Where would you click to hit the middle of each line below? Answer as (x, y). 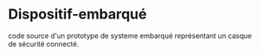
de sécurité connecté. (44, 43)
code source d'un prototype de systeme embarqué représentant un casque (130, 36)
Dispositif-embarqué (77, 14)
